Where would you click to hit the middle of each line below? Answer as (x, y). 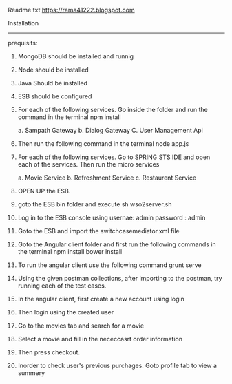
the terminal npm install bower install (70, 252)
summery (31, 373)
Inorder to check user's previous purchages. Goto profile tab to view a (117, 365)
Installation (23, 23)
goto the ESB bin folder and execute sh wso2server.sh (95, 204)
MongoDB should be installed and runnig (75, 56)
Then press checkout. (49, 352)
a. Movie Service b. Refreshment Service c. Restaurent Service (107, 178)
